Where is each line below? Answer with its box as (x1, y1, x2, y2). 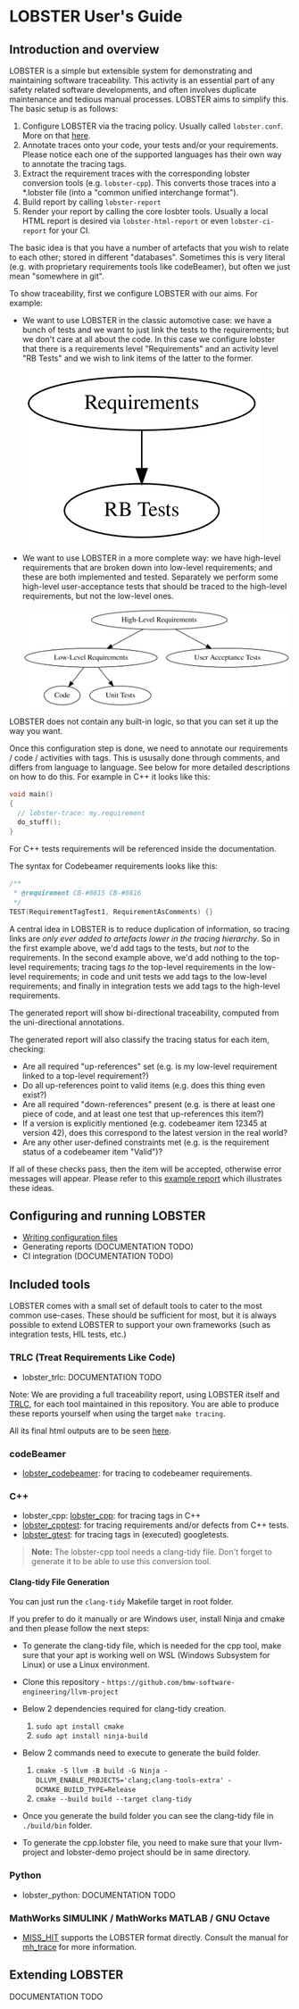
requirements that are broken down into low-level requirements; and (21, 563, 273, 572)
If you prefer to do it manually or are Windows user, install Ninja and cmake (9, 1613, 286, 1624)
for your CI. (48, 225, 91, 236)
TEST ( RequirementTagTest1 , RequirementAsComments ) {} (9, 907, 214, 916)
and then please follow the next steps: (9, 1623, 150, 1634)
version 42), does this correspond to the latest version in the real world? (21, 1127, 288, 1138)
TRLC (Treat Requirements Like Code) (9, 1351, 176, 1363)
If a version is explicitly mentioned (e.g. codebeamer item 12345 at (21, 1118, 268, 1129)
